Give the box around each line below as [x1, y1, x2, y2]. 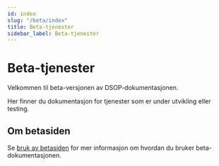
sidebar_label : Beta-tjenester [7, 30, 100, 37]
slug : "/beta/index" [7, 17, 69, 24]
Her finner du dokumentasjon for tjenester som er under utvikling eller [7, 97, 211, 106]
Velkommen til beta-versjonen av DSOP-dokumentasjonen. [7, 84, 179, 92]
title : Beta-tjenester [7, 23, 74, 30]
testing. [7, 105, 30, 113]
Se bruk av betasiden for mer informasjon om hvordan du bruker [7, 143, 195, 152]
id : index [7, 10, 37, 18]
